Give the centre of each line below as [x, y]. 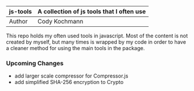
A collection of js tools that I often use [92, 11]
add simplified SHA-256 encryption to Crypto [69, 82]
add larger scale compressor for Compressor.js [71, 76]
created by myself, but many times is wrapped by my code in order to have [96, 42]
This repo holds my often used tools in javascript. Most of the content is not [97, 36]
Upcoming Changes [35, 63]
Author [18, 21]
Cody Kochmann [60, 21]
